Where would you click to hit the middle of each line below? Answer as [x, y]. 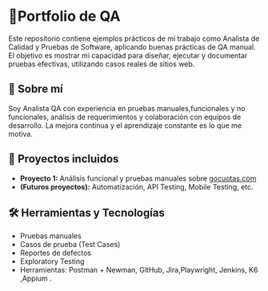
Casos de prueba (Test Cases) [70, 245]
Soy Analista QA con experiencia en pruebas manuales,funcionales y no [127, 108]
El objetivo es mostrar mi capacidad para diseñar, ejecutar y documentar [128, 55]
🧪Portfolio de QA [64, 16]
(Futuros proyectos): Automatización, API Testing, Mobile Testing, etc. [136, 186]
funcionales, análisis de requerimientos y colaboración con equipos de [125, 117]
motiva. [21, 134]
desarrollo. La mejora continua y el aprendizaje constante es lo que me [125, 125]
